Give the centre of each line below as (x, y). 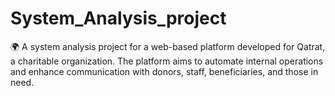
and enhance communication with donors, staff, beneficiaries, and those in (164, 71)
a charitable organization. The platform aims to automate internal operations (167, 61)
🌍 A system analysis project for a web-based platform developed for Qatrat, (168, 46)
